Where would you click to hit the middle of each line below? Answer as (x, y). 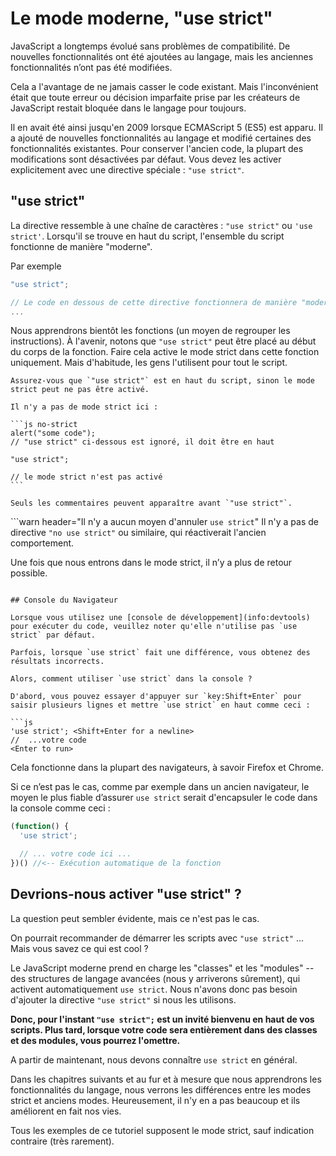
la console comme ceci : (60, 808)
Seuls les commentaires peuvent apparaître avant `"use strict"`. (151, 503)
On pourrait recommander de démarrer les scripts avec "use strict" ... (157, 938)
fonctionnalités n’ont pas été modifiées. (91, 67)
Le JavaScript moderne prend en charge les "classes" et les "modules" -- (162, 968)
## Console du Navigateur (64, 600)
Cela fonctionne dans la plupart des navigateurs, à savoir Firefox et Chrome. (167, 768)
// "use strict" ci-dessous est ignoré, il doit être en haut (142, 442)
